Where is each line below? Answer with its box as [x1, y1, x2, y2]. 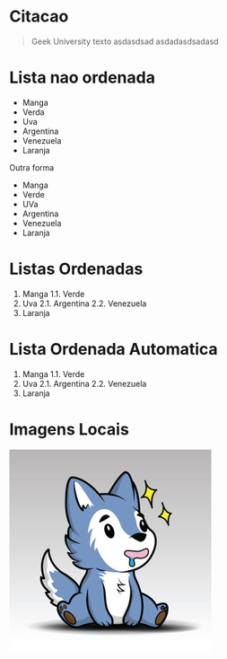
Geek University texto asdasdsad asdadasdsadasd [31, 36, 219, 47]
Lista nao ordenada [9, 67, 155, 88]
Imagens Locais [9, 419, 130, 439]
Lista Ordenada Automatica [9, 339, 218, 359]
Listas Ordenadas [9, 259, 144, 279]
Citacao [9, 6, 69, 27]
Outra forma [9, 162, 55, 172]
